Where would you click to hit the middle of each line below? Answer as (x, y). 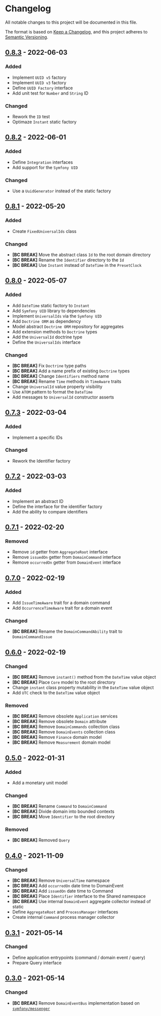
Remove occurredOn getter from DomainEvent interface (66, 562)
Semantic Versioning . (27, 37)
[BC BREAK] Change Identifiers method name (61, 376)
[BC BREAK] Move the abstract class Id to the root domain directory (81, 254)
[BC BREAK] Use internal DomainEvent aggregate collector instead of (81, 902)
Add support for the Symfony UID (45, 167)
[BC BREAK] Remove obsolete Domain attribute (59, 722)
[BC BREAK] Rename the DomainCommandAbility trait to (67, 631)
